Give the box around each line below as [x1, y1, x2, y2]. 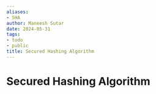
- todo [6, 37, 23, 43]
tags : [6, 32, 20, 38]
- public [6, 43, 29, 49]
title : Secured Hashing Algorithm [6, 49, 95, 55]
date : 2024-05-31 [6, 25, 51, 32]
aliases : [6, 8, 29, 15]
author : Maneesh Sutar [6, 20, 64, 26]
